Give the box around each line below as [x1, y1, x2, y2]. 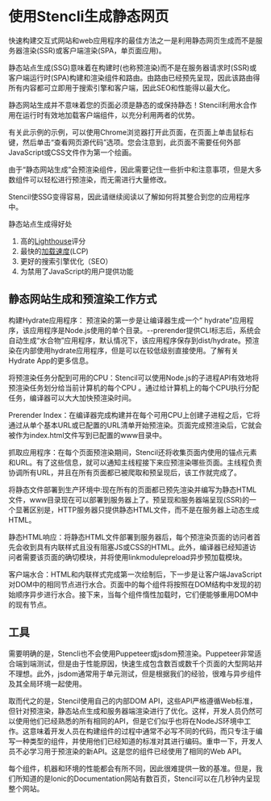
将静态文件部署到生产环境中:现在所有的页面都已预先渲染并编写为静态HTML [8, 485, 257, 494]
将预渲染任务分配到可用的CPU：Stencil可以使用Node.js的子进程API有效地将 [8, 373, 260, 382]
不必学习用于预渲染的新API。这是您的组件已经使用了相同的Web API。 [15, 746, 246, 756]
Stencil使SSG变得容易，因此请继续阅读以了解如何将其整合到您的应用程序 [8, 191, 251, 202]
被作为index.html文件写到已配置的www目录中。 [8, 430, 167, 440]
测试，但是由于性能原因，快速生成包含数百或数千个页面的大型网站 [35, 658, 256, 668]
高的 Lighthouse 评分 [19, 236, 86, 246]
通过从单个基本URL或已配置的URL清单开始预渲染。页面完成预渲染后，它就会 [8, 420, 262, 430]
